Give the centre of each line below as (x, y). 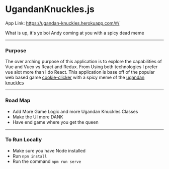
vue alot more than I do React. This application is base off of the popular (80, 72)
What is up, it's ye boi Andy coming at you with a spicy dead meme (75, 33)
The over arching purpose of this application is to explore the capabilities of (83, 62)
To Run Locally (23, 140)
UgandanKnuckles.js (50, 9)
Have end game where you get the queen (56, 122)
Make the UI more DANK (38, 117)
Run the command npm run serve (47, 161)
